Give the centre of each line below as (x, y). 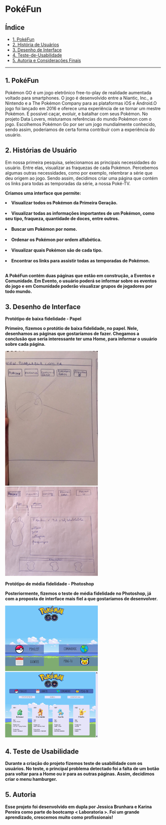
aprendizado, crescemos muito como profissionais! (59, 817)
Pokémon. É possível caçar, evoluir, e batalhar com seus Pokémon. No (77, 114)
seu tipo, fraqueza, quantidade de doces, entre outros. (62, 218)
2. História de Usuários (36, 45)
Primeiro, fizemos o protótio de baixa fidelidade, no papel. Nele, (72, 328)
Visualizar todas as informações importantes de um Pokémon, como (83, 213)
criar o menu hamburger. (31, 779)
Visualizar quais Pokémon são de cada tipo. (57, 250)
